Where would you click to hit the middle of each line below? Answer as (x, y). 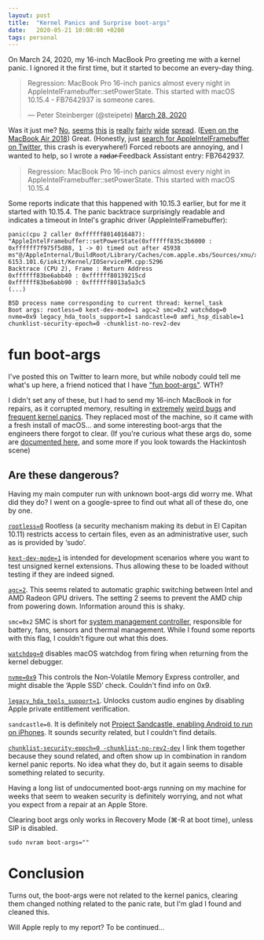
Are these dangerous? (64, 475)
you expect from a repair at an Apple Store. (78, 805)
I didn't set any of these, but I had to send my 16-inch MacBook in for (120, 401)
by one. (20, 510)
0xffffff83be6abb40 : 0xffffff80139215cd (77, 276)
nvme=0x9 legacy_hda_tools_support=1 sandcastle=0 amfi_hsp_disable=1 (126, 317)
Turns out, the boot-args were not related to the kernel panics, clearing (123, 895)
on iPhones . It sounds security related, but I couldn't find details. (113, 732)
